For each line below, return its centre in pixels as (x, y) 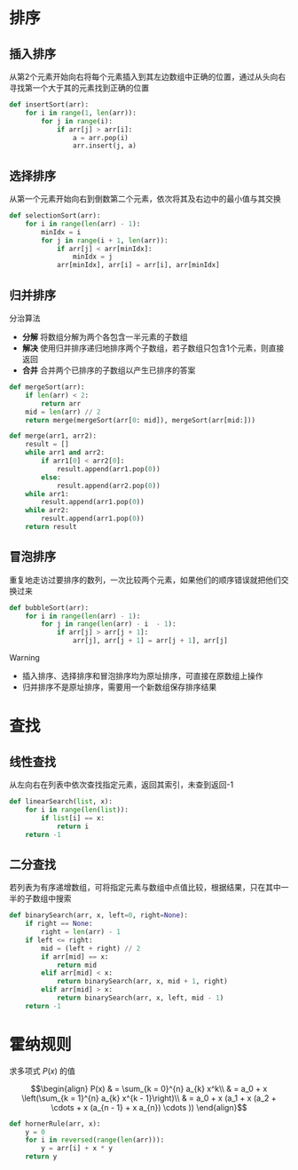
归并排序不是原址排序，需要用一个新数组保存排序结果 (119, 687)
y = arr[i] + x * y (77, 1149)
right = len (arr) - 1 (81, 932)
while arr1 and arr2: (65, 453)
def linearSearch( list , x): (61, 802)
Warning (24, 658)
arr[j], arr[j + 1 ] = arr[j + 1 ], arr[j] (150, 641)
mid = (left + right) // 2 (91, 948)
